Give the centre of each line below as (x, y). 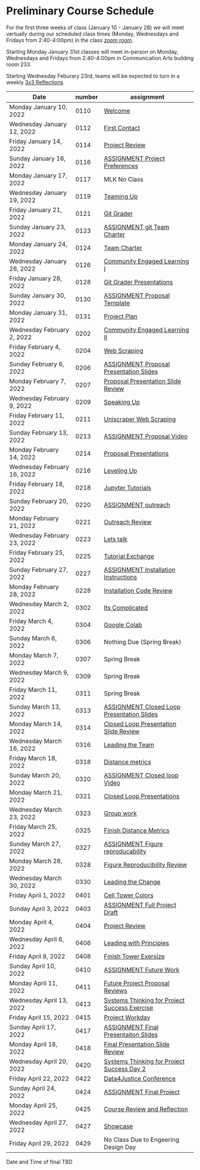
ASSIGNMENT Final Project (142, 1092)
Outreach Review (128, 522)
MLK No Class (124, 179)
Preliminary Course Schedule (80, 11)
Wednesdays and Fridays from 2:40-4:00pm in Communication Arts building (100, 58)
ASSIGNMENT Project (135, 158)
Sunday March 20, (35, 775)
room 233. (19, 64)
